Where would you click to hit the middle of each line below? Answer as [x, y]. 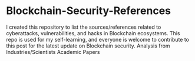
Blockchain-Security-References [89, 11]
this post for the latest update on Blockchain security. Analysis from [88, 46]
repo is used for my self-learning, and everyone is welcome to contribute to [98, 39]
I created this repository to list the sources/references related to [84, 27]
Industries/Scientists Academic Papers [53, 52]
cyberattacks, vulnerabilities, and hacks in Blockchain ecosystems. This [93, 33]
